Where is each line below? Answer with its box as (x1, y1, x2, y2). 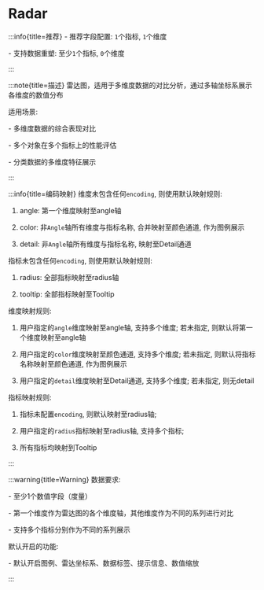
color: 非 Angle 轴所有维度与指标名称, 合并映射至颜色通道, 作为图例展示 (19, 222, 245, 232)
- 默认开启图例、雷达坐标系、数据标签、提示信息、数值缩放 (8, 558, 200, 567)
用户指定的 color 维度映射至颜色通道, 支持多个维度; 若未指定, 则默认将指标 (19, 349, 256, 359)
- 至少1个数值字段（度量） (8, 491, 93, 500)
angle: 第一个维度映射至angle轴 (19, 205, 122, 215)
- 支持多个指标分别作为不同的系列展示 (8, 525, 131, 534)
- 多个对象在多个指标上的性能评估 (8, 140, 117, 149)
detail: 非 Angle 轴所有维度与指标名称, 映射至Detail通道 (19, 239, 192, 249)
